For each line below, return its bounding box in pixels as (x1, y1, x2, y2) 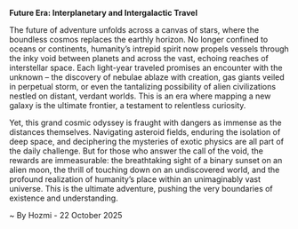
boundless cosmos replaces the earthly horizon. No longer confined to (9, 35, 269, 44)
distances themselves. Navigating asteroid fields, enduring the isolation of (9, 127, 281, 137)
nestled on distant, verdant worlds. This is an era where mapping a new (9, 91, 271, 101)
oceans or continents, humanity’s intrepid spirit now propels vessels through (9, 43, 289, 54)
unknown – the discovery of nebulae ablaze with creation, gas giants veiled (9, 72, 285, 83)
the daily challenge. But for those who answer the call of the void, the (9, 146, 264, 156)
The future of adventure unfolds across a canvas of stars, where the (9, 25, 260, 35)
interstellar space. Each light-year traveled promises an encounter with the (9, 62, 283, 73)
